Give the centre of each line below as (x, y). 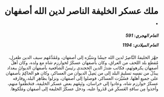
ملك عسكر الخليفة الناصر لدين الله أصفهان (82, 11)
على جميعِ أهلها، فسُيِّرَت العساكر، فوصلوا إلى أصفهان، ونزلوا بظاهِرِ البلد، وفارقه (85, 78)
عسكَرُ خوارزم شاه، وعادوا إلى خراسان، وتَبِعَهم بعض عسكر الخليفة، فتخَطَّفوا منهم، (83, 84)
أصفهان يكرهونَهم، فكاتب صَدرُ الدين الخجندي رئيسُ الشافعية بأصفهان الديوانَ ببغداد (83, 68)
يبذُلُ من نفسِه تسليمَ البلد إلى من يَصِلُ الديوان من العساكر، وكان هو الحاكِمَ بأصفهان (82, 73)
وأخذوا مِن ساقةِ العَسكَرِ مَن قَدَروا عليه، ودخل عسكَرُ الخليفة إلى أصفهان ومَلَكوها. (84, 89)
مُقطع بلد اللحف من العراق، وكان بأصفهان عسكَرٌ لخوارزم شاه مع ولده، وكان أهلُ (84, 63)
